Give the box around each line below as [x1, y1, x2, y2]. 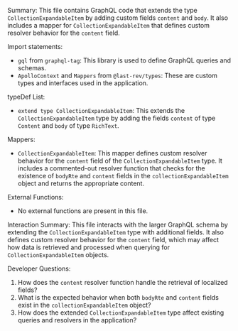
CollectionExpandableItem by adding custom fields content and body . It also [7, 13, 229, 22]
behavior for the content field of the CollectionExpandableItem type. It [17, 156, 222, 165]
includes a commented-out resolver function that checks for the [17, 164, 205, 173]
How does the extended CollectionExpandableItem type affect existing [17, 308, 225, 317]
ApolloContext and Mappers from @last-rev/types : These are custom [17, 71, 218, 80]
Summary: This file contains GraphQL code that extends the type [7, 6, 198, 14]
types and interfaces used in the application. [17, 79, 148, 87]
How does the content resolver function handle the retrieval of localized [17, 278, 229, 286]
